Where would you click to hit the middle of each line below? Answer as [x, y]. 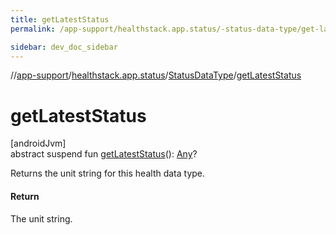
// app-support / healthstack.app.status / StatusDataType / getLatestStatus [156, 75]
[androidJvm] [38, 143]
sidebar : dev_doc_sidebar [64, 47]
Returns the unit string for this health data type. [108, 173]
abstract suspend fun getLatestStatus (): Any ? [104, 154]
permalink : [33, 29]
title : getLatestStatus [60, 19]
